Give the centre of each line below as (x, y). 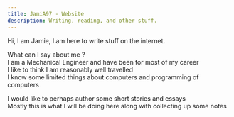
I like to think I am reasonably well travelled (70, 69)
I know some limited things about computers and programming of (103, 77)
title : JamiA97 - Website (46, 14)
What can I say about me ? (46, 55)
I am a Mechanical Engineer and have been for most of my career (103, 62)
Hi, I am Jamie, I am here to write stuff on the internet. (86, 40)
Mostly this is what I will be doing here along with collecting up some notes (117, 106)
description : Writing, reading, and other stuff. (83, 21)
